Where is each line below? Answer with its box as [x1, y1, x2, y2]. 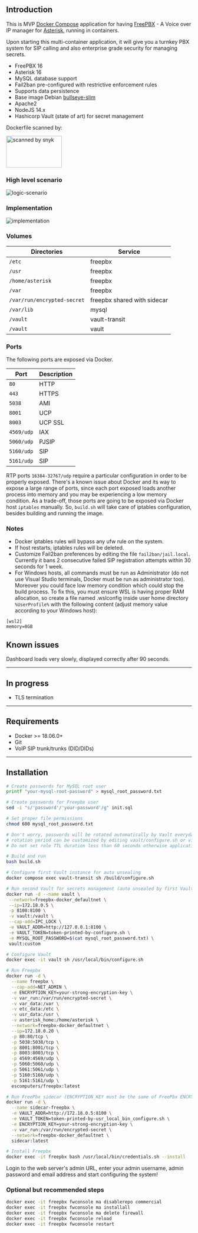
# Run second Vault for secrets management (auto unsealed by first [6, 886, 178, 892]
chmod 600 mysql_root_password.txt [6, 821, 94, 827]
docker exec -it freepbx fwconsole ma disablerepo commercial [6, 1199, 162, 1205]
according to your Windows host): [14, 607, 97, 614]
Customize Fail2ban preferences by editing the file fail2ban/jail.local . [14, 550, 190, 558]
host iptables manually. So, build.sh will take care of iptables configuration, [6, 503, 192, 511]
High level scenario [6, 176, 62, 184]
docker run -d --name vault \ [6, 891, 81, 897]
